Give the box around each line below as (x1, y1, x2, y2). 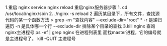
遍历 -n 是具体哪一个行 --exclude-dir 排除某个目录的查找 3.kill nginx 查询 (5, 23, 155, 29)
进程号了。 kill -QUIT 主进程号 (14, 35, 76, 41)
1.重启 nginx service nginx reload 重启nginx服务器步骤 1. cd (5, 4, 128, 10)
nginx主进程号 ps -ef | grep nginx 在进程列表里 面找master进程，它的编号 (5, 29, 157, 35)
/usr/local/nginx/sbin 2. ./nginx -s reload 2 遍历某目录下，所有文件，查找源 (5, 10, 160, 16)
